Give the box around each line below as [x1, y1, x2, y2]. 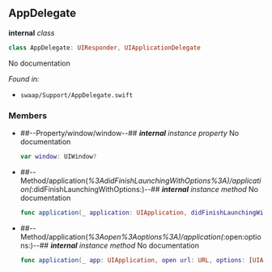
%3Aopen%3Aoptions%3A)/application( [87, 232, 224, 241]
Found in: [8, 74, 40, 83]
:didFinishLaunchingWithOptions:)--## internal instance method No [31, 184, 259, 193]
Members [8, 109, 47, 121]
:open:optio [223, 232, 261, 241]
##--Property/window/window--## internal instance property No [19, 128, 240, 138]
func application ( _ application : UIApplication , [19, 208, 188, 217]
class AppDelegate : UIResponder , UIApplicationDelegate [8, 44, 201, 52]
